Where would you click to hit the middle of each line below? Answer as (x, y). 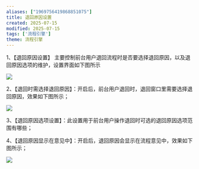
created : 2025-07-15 (32, 23)
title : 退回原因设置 (29, 17)
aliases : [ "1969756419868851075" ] (49, 12)
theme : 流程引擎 (25, 40)
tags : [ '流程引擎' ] (29, 34)
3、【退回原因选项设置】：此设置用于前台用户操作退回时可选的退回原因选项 (97, 120)
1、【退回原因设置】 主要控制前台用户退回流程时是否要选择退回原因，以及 (96, 57)
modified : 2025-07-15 (33, 28)
